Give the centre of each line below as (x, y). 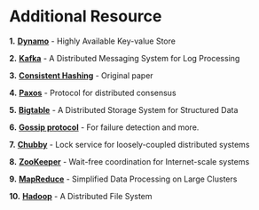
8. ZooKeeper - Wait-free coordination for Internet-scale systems (129, 161)
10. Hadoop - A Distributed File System (81, 196)
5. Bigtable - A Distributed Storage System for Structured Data (124, 109)
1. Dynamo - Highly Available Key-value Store (92, 41)
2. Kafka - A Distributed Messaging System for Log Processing (125, 58)
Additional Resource (86, 16)
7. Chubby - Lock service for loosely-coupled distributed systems (129, 144)
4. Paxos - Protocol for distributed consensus (93, 93)
